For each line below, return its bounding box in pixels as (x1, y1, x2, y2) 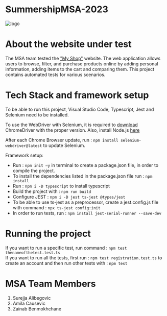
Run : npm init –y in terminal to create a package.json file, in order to (12, 162, 159, 168)
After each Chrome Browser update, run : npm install (5, 137, 118, 143)
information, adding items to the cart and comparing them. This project (5, 66, 155, 72)
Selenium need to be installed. (5, 111, 69, 118)
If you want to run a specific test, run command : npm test (5, 245, 127, 251)
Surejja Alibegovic (12, 295, 51, 301)
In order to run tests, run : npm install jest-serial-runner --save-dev (12, 210, 162, 216)
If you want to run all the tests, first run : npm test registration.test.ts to (5, 254, 162, 261)
